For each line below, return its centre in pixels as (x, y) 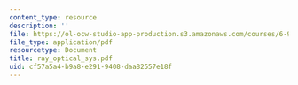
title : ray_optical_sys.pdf (61, 58)
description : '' (39, 26)
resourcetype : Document (53, 50)
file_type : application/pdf (61, 42)
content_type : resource (53, 17)
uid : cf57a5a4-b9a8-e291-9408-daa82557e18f (91, 67)
